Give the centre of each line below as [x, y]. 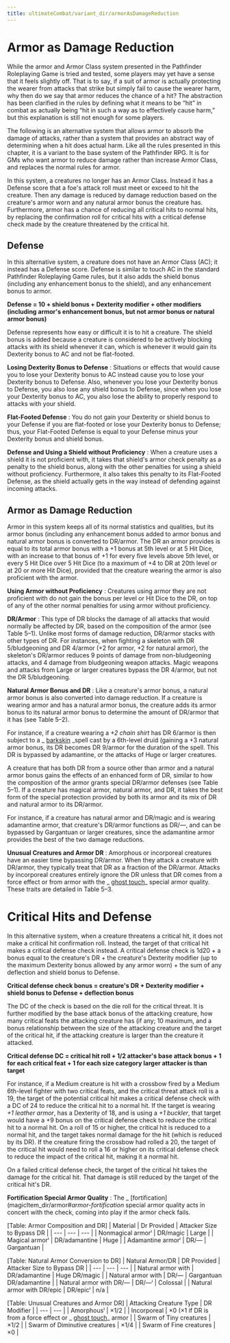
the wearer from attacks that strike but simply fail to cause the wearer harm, [114, 88]
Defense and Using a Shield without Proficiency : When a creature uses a [112, 452]
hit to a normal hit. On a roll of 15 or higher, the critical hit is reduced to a [109, 1128]
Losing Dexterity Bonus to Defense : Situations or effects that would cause [114, 367]
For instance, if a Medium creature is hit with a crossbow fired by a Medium [114, 1084]
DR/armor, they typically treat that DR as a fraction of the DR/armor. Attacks [114, 867]
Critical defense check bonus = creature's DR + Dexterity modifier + [106, 986]
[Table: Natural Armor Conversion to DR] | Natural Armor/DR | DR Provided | [114, 1261]
